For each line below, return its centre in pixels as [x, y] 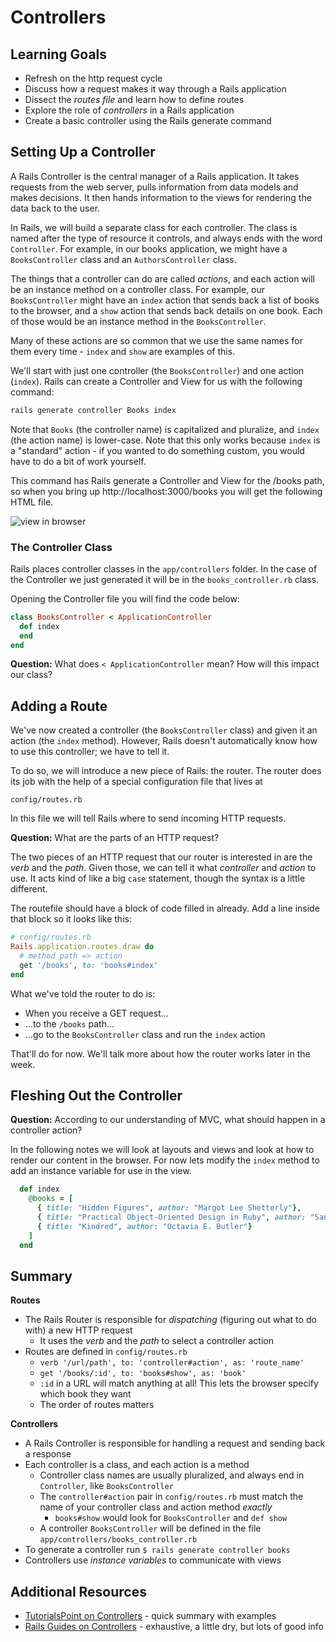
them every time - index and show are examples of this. [123, 351]
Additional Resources [78, 1591]
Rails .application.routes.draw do [82, 947]
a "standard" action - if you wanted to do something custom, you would [157, 450]
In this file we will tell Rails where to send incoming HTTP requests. [148, 818]
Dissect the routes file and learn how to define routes [134, 99]
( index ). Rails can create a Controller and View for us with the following [156, 381]
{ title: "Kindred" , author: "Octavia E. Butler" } [144, 1226]
